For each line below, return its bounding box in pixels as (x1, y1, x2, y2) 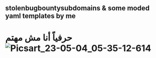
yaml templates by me (5, 12, 76, 20)
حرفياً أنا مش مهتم (5, 32, 72, 43)
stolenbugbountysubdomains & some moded (5, 4, 150, 12)
